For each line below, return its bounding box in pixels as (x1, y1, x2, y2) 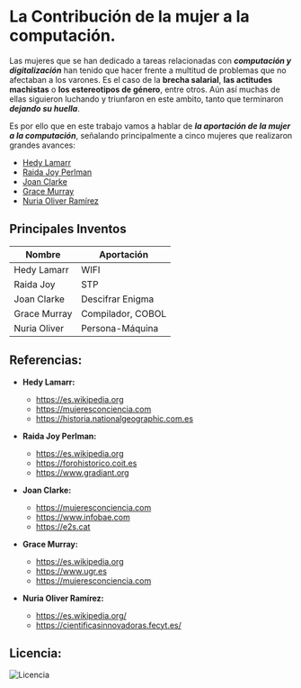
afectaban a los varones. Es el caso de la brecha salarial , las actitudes (9, 74, 273, 85)
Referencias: (9, 353, 83, 368)
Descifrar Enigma (80, 293, 155, 305)
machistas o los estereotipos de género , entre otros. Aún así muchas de (9, 84, 280, 95)
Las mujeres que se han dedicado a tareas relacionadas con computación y (9, 55, 292, 66)
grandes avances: (9, 140, 76, 150)
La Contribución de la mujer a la (9, 6, 250, 27)
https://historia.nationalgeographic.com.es (35, 412, 194, 424)
